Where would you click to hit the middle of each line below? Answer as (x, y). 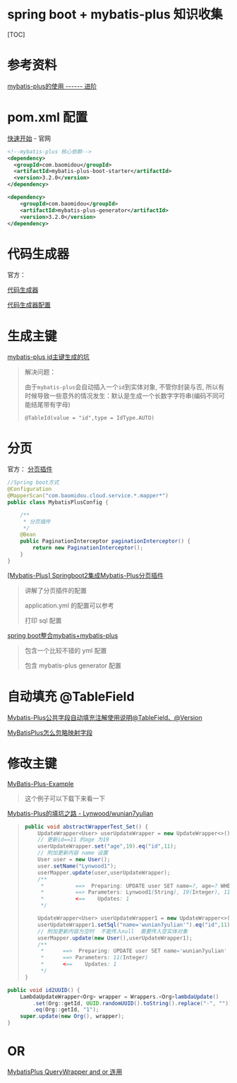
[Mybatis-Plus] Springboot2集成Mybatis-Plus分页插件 (85, 575)
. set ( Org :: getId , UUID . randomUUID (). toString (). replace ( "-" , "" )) (132, 1003)
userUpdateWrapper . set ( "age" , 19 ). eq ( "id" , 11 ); (107, 846)
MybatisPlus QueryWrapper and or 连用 (65, 1072)
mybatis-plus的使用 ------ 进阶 (52, 86)
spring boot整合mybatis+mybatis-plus (63, 635)
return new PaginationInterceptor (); (88, 548)
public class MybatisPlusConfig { (58, 502)
